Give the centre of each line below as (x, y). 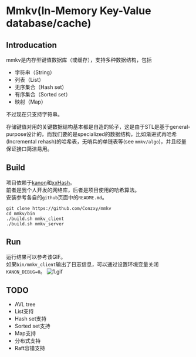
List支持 (24, 311)
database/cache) (49, 23)
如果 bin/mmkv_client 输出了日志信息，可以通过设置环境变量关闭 (82, 264)
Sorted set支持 (32, 326)
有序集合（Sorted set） (43, 94)
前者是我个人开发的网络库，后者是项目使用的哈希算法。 (73, 190)
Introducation (31, 45)
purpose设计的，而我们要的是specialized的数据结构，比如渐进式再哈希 (92, 134)
